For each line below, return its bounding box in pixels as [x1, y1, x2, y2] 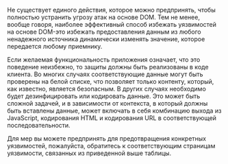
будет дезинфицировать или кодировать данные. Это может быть [7, 92, 201, 100]
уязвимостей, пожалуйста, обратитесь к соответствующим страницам [7, 142, 216, 150]
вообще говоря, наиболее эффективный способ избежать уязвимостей [7, 21, 217, 28]
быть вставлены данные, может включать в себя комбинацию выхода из [7, 106, 222, 115]
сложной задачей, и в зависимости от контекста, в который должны [7, 99, 208, 107]
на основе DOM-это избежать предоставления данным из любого [7, 27, 202, 36]
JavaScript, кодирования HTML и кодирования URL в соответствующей [7, 114, 217, 122]
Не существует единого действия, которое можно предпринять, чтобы [7, 6, 216, 14]
